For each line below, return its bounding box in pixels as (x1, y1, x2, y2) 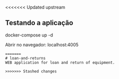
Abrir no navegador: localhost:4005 (5, 41, 79, 47)
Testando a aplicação (5, 18, 73, 27)
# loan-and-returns (5, 55, 46, 60)
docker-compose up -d (5, 32, 53, 38)
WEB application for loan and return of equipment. (5, 60, 115, 65)
